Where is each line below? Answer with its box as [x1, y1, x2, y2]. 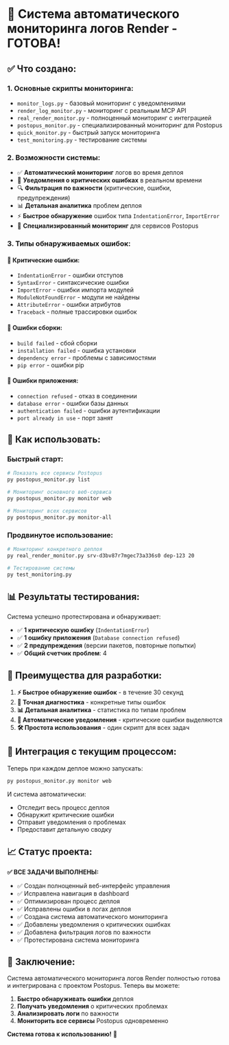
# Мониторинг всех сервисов [7, 507, 88, 515]
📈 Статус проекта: [7, 846, 93, 858]
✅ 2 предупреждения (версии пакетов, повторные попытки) [16, 641, 197, 649]
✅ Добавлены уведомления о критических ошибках [16, 920, 171, 928]
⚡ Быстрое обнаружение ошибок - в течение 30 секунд [16, 688, 184, 697]
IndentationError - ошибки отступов [16, 271, 123, 279]
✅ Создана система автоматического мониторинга [16, 912, 168, 920]
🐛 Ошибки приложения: [7, 376, 79, 385]
